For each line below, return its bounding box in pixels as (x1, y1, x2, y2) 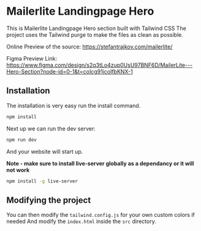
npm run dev (6, 137, 37, 143)
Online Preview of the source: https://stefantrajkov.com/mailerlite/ (6, 43, 173, 50)
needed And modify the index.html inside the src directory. (6, 218, 156, 225)
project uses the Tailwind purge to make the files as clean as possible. (6, 31, 184, 38)
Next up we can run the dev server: (6, 124, 96, 132)
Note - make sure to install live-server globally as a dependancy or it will (6, 159, 194, 167)
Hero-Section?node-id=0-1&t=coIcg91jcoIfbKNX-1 (6, 67, 133, 75)
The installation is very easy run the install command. (6, 102, 141, 109)
